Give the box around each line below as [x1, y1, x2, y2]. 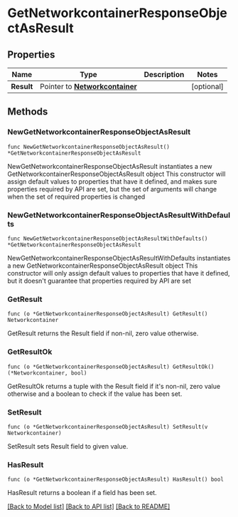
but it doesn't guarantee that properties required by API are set [7, 276, 192, 285]
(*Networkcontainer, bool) [7, 369, 87, 377]
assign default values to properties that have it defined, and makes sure [7, 177, 217, 186]
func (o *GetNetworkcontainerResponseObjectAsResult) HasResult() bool [7, 476, 224, 484]
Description [144, 70, 185, 79]
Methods [7, 105, 48, 118]
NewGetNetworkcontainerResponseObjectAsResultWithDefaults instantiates [7, 254, 231, 262]
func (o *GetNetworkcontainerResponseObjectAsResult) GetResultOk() [7, 363, 215, 370]
